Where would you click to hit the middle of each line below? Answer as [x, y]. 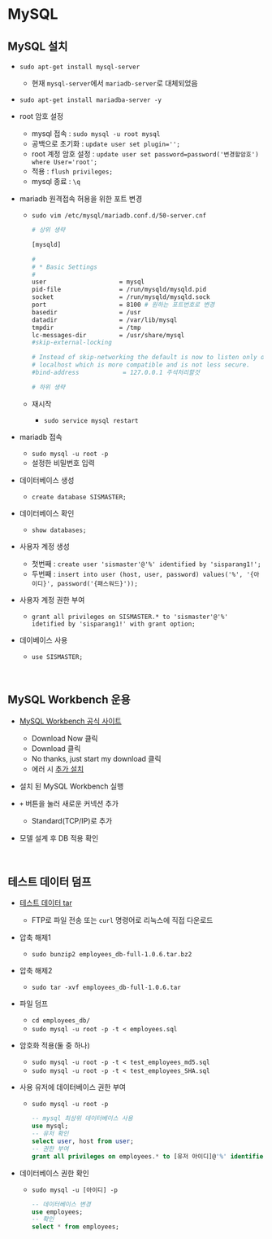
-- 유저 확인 [50, 1134]
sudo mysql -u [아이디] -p [75, 1190]
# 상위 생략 [48, 230]
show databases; [59, 530]
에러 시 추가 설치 [58, 769]
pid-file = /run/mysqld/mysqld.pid [119, 290]
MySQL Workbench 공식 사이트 [71, 721]
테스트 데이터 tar [45, 903]
